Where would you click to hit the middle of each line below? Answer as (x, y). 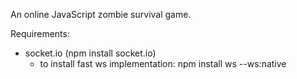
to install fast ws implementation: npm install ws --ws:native (163, 63)
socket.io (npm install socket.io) (90, 53)
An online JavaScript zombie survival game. (101, 14)
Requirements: (40, 33)
